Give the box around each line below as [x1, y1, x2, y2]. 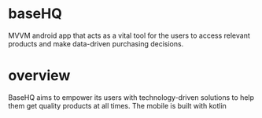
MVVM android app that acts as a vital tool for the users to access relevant [8, 31, 250, 40]
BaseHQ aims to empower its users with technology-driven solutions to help [8, 92, 254, 102]
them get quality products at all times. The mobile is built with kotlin [8, 101, 227, 110]
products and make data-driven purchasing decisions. [8, 39, 184, 48]
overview [8, 67, 71, 85]
